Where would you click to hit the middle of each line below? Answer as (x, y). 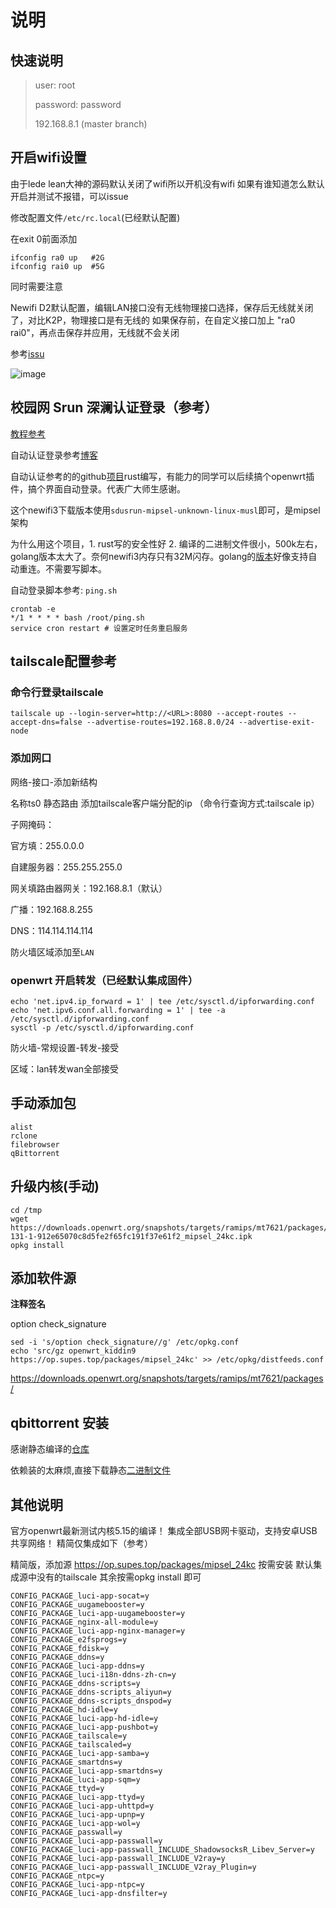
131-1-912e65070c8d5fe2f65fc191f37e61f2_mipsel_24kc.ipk (131, 1236)
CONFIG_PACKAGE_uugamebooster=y (77, 1604)
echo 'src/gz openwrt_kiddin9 (73, 1351)
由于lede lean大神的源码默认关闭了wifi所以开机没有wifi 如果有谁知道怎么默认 (167, 183)
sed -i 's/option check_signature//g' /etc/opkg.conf (125, 1342)
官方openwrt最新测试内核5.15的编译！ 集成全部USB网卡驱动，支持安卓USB (164, 1530)
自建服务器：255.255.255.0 (66, 867)
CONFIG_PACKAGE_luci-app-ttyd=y (77, 1797)
